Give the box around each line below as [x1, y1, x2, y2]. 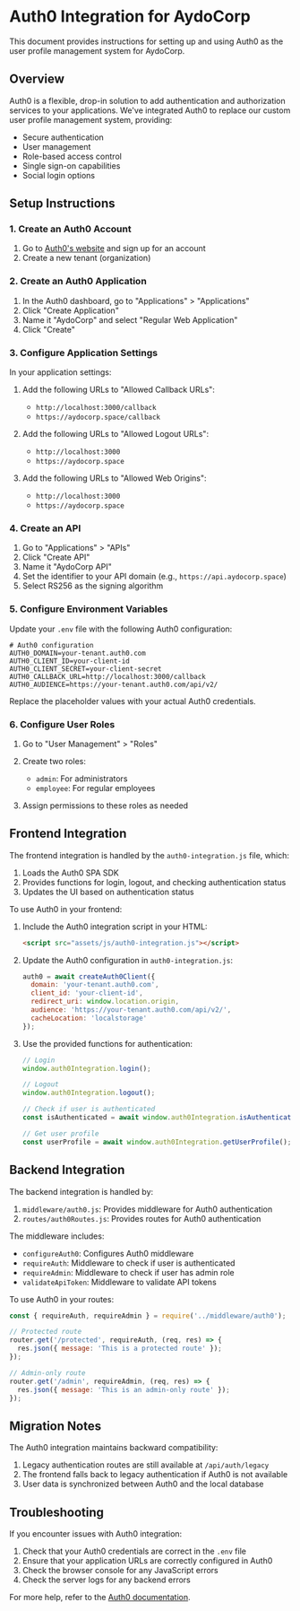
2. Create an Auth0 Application [9, 275, 148, 288]
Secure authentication [21, 132, 105, 143]
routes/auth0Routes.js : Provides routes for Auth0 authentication [21, 1213, 261, 1223]
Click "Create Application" [21, 305, 119, 316]
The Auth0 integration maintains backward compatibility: [9, 1442, 219, 1453]
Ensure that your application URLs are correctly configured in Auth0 [21, 1555, 273, 1566]
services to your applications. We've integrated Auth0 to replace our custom [9, 105, 291, 116]
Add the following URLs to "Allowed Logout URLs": [21, 429, 209, 440]
